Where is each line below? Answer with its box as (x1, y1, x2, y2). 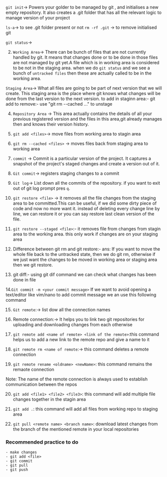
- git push (5, 468, 28, 473)
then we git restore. (12, 262, 53, 268)
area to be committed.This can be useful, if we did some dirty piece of (12, 200, 157, 206)
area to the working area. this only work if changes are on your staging (12, 231, 158, 237)
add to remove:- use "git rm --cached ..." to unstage (5, 101, 112, 107)
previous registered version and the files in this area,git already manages (12, 116, 162, 121)
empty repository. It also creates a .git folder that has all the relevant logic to (5, 9, 162, 15)
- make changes (5, 450, 37, 455)
